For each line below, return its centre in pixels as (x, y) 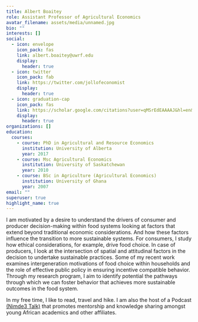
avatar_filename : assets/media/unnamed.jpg (60, 22)
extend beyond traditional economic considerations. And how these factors (98, 233)
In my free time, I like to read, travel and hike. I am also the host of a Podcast (99, 300)
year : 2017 (35, 154)
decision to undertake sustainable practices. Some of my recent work (90, 257)
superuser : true (26, 198)
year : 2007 (35, 187)
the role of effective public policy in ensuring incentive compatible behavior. (98, 270)
